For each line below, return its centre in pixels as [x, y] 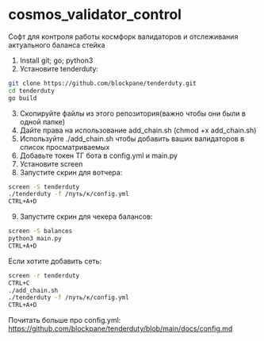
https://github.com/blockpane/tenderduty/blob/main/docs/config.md [121, 329]
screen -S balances [40, 232]
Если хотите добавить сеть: [55, 261]
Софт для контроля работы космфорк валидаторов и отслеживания [123, 36]
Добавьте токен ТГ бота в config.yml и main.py [99, 155]
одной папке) [42, 121]
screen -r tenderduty [44, 275]
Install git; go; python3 [56, 60]
